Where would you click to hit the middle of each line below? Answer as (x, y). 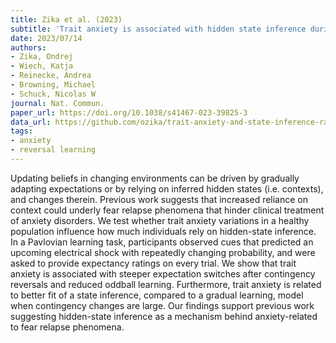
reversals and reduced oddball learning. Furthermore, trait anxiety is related (166, 284)
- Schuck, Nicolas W (53, 94)
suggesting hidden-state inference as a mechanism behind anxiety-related (164, 316)
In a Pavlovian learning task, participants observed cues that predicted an (162, 242)
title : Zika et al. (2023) (66, 19)
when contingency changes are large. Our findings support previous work (162, 305)
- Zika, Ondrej (42, 57)
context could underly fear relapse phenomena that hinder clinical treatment (167, 210)
